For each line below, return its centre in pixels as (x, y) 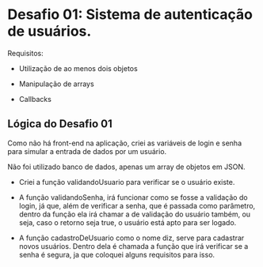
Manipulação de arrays (56, 84)
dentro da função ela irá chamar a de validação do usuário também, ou (135, 214)
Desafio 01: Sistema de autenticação (130, 15)
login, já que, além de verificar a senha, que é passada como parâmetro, (137, 205)
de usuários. (50, 31)
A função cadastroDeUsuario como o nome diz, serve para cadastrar (131, 238)
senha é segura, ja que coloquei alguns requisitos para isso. (117, 254)
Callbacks (35, 99)
